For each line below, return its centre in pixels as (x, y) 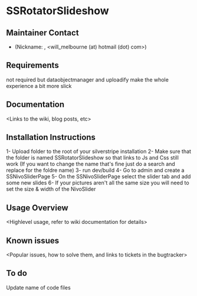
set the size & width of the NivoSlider (51, 189)
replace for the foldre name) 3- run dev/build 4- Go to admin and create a (95, 170)
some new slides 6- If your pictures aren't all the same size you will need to (98, 183)
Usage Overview (37, 208)
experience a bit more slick (39, 86)
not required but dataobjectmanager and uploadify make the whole (88, 79)
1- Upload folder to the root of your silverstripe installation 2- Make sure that (99, 151)
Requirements (32, 65)
